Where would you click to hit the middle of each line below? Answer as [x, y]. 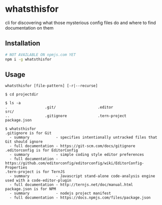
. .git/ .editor [59, 107]
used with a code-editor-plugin [38, 180]
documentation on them [29, 28]
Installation [23, 44]
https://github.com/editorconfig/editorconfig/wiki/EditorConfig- [75, 163]
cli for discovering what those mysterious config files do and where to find [81, 23]
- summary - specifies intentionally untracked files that [83, 138]
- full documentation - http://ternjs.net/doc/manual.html [71, 185]
